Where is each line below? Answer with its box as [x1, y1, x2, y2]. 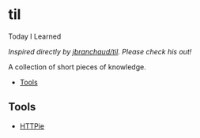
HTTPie [19, 121, 45, 131]
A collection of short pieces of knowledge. [8, 62, 146, 72]
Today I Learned [8, 32, 62, 41]
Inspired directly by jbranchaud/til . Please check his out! [8, 47, 192, 56]
